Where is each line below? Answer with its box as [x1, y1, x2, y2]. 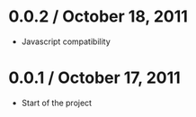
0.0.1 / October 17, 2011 [8, 67, 181, 88]
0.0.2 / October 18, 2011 [8, 6, 188, 27]
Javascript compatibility [21, 36, 111, 47]
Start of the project [21, 97, 92, 108]
